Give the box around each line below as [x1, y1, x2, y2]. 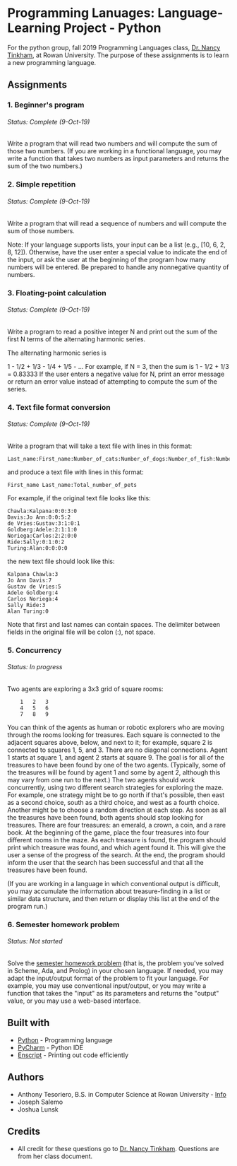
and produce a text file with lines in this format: [7, 468, 144, 476]
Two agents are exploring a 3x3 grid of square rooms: [7, 684, 164, 693]
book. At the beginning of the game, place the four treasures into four [7, 828, 209, 837]
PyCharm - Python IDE [17, 1043, 83, 1052]
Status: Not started [7, 937, 63, 946]
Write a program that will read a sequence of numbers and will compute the [7, 219, 227, 228]
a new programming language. [7, 58, 97, 66]
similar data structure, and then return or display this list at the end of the [7, 894, 220, 902]
